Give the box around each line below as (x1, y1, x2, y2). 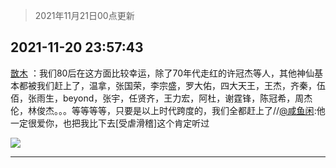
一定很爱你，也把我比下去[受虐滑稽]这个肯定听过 (10, 117, 210, 129)
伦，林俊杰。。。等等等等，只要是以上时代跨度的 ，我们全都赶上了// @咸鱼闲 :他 (10, 104, 326, 116)
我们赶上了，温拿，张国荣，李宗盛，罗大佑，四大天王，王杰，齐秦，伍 (36, 79, 326, 91)
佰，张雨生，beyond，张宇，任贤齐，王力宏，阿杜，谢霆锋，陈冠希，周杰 (10, 92, 313, 104)
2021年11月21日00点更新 (34, 10, 135, 21)
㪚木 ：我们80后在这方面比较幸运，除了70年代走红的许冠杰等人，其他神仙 (10, 67, 315, 79)
